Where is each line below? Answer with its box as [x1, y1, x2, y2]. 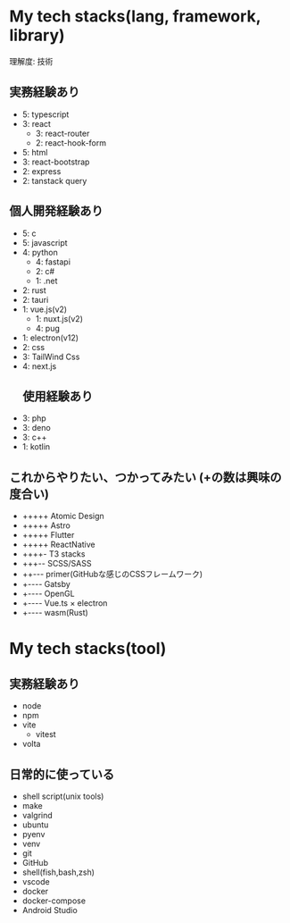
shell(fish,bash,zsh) [21, 867, 95, 877]
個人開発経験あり [9, 204, 104, 219]
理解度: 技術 [9, 55, 54, 66]
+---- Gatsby [21, 579, 71, 590]
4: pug [35, 323, 61, 333]
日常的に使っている [9, 767, 114, 782]
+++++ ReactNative [21, 539, 95, 550]
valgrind [21, 810, 54, 820]
